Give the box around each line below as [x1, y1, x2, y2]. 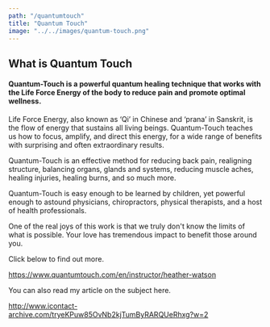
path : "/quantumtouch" [8, 11, 85, 20]
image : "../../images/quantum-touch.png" [8, 27, 150, 35]
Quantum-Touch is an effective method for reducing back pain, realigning [8, 155, 252, 166]
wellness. [8, 96, 42, 106]
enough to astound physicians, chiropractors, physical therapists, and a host [8, 197, 263, 207]
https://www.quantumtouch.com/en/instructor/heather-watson [8, 270, 216, 279]
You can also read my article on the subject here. [8, 285, 172, 295]
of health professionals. [8, 205, 87, 215]
